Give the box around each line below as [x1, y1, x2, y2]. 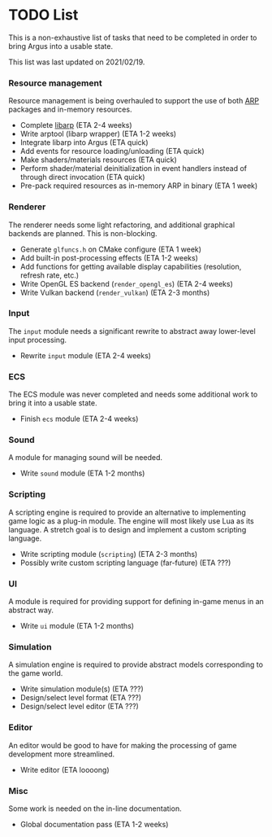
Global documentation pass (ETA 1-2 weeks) [19, 819, 169, 829]
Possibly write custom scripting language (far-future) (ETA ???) [19, 558, 231, 567]
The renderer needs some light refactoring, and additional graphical [8, 220, 235, 230]
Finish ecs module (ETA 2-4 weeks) [19, 414, 139, 424]
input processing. [8, 335, 67, 344]
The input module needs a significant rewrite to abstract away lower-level [8, 326, 256, 335]
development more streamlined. [8, 749, 115, 759]
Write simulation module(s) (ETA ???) [19, 684, 144, 694]
